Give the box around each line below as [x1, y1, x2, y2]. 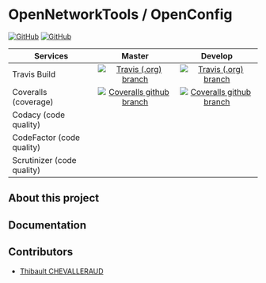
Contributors [8, 245, 74, 258]
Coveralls [12, 86, 47, 97]
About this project [8, 191, 100, 205]
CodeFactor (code [12, 132, 81, 143]
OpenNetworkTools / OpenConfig [8, 6, 233, 24]
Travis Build [12, 69, 56, 80]
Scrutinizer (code [12, 154, 77, 165]
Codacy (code [12, 109, 66, 120]
